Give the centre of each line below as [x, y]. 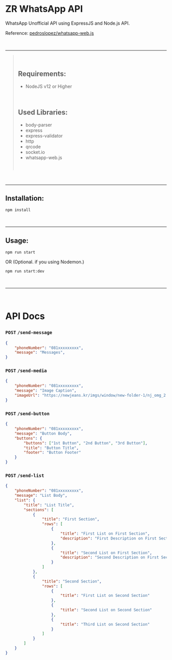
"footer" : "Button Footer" [52, 453]
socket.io [35, 152]
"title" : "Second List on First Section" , [106, 553]
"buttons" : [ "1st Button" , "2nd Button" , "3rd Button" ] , [85, 443]
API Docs [25, 316]
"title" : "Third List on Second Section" [105, 624]
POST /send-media [26, 371]
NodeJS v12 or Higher [49, 86]
